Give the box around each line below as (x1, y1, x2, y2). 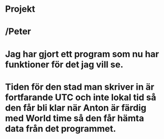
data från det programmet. (5, 123, 116, 134)
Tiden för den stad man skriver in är (5, 81, 155, 92)
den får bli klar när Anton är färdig (5, 102, 147, 113)
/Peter (5, 26, 31, 37)
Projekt (5, 3, 36, 15)
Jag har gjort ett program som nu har (5, 48, 160, 59)
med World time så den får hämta (5, 112, 144, 124)
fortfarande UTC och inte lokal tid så (5, 92, 157, 103)
